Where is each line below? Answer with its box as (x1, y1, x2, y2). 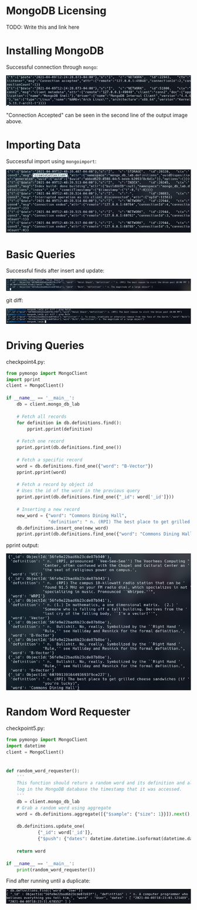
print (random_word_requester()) (16, 867, 96, 872)
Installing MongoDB (6, 44, 104, 57)
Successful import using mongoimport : (6, 157, 97, 165)
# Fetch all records (16, 414, 67, 420)
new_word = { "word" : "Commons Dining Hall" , (16, 512, 127, 519)
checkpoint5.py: (6, 725, 45, 732)
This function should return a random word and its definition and (16, 780, 185, 786)
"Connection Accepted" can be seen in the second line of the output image (6, 111, 188, 119)
